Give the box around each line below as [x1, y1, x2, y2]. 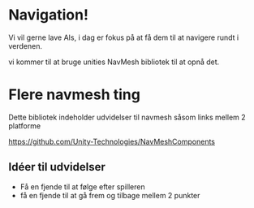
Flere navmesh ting [8, 85, 140, 104]
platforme [8, 120, 41, 131]
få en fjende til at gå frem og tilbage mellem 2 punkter [19, 190, 200, 200]
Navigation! [8, 6, 89, 24]
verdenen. [8, 41, 43, 50]
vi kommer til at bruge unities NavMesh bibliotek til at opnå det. [8, 57, 220, 67]
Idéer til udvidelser [8, 160, 105, 174]
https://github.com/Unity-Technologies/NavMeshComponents [8, 136, 216, 146]
